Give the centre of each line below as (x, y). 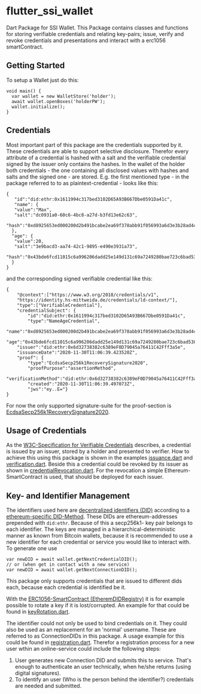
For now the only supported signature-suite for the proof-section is (89, 405)
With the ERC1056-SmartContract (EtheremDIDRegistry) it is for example (95, 599)
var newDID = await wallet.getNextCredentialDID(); (72, 559)
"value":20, (29, 241)
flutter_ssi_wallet (50, 11)
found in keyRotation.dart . (38, 612)
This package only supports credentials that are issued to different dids (94, 581)
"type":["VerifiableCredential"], (60, 305)
